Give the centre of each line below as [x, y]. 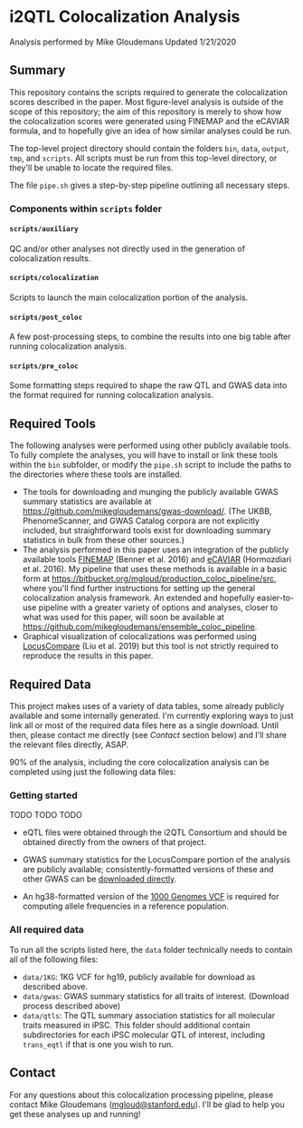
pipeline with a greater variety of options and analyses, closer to [158, 608]
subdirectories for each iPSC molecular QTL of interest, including [143, 1035]
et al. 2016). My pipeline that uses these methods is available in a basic [155, 569]
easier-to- [275, 598]
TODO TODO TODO [46, 815]
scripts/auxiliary [44, 229]
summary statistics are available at [87, 501]
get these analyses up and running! [75, 1113]
